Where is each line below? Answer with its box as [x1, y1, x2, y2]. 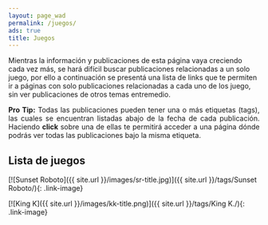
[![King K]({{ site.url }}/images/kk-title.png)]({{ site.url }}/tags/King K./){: [8, 199, 246, 208]
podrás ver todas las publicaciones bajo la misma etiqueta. [8, 131, 202, 140]
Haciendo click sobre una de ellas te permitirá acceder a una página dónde [8, 122, 260, 132]
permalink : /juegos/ [8, 19, 77, 27]
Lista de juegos [8, 153, 86, 168]
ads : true [8, 26, 41, 34]
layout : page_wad [8, 11, 66, 20]
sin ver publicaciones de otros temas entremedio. [8, 89, 171, 100]
